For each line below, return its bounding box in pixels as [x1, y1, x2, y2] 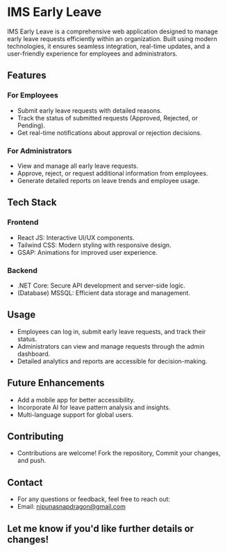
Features [7, 70, 47, 81]
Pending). [17, 121, 46, 129]
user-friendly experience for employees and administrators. [7, 49, 178, 58]
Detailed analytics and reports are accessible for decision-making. [17, 356, 208, 365]
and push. [17, 457, 47, 465]
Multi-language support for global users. [17, 410, 134, 418]
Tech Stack [7, 196, 57, 209]
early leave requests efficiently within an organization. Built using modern [7, 34, 217, 42]
